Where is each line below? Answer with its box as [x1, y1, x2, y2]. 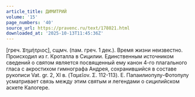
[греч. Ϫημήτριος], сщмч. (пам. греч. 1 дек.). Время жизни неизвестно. [6, 46, 183, 53]
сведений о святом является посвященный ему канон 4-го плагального [6, 59, 187, 66]
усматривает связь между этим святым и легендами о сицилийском [6, 78, 180, 85]
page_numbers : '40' [6, 19, 54, 25]
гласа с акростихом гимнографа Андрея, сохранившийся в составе [6, 65, 177, 72]
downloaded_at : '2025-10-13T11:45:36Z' [6, 31, 104, 36]
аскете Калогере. [6, 84, 50, 91]
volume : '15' [6, 14, 38, 20]
